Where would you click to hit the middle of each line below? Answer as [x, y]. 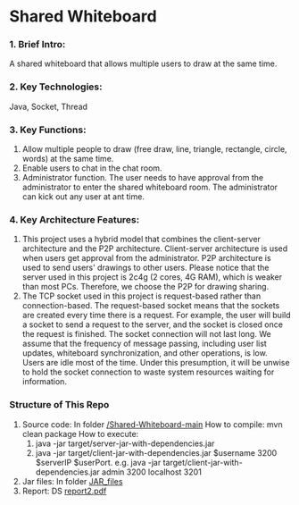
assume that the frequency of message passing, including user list [145, 344]
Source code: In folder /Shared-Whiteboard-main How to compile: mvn [152, 424]
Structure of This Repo [59, 405]
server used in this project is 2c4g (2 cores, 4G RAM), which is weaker [152, 277]
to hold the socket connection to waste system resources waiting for [148, 372]
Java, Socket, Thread [48, 106]
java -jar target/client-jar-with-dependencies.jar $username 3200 [156, 452]
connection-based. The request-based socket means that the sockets [151, 306]
